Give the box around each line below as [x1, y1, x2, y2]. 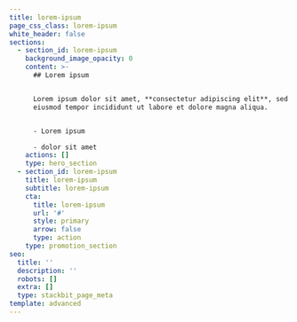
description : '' [17, 266, 77, 275]
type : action [32, 233, 82, 242]
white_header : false [9, 29, 86, 38]
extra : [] [17, 283, 53, 292]
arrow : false [32, 225, 82, 234]
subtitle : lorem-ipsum [25, 184, 109, 192]
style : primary [32, 216, 90, 226]
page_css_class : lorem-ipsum [9, 21, 117, 30]
